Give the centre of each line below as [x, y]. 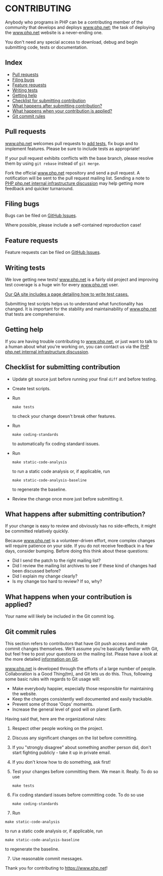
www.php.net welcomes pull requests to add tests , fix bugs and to [71, 143]
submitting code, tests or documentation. [46, 47]
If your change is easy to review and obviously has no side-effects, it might [81, 526]
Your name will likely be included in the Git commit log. [60, 616]
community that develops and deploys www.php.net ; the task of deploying [80, 27]
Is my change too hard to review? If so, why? [57, 581]
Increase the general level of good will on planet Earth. [67, 709]
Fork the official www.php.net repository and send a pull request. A [72, 173]
